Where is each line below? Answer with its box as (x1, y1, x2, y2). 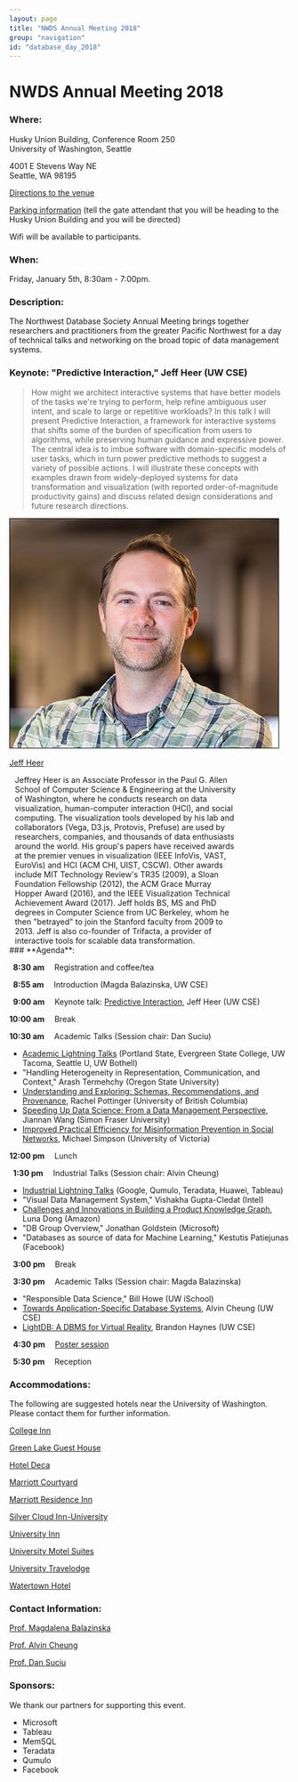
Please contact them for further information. (9, 1407, 171, 1418)
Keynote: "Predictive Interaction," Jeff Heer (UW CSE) (9, 367, 248, 379)
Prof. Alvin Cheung (9, 1640, 78, 1650)
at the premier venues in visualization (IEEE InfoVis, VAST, (14, 850, 227, 860)
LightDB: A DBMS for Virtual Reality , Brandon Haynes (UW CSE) (21, 1321, 256, 1332)
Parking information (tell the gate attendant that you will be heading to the (9, 205, 279, 215)
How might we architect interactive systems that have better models (30, 387, 281, 398)
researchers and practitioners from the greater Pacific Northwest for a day (9, 326, 282, 336)
